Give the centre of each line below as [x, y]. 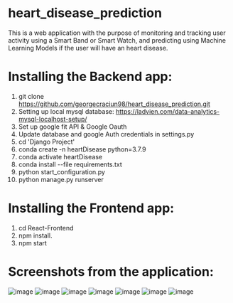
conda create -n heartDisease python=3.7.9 [82, 149]
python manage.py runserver [61, 179]
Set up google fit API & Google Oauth [72, 127]
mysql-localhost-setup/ [53, 119]
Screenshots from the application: [111, 272]
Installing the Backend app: [90, 77]
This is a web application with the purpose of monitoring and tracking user [117, 33]
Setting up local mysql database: [66, 111]
